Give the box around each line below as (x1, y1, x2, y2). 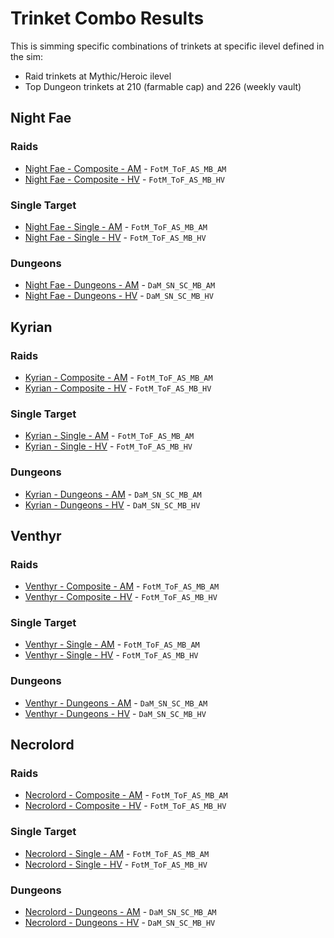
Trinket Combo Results (10, 7, 205, 30)
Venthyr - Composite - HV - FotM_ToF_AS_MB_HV (24, 591, 218, 603)
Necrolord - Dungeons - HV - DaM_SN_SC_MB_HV (24, 917, 216, 929)
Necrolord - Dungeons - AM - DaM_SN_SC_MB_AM (24, 906, 217, 918)
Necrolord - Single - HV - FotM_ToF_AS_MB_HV (24, 858, 208, 870)
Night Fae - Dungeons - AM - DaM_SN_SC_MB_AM (24, 279, 216, 291)
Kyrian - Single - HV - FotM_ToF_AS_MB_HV (24, 440, 193, 452)
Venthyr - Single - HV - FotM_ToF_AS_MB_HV (24, 649, 199, 661)
